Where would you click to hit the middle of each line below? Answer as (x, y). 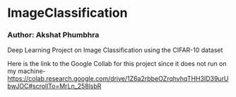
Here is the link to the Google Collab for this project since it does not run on (117, 64)
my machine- (26, 71)
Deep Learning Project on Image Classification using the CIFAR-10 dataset (115, 50)
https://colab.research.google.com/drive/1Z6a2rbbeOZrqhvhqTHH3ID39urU (118, 79)
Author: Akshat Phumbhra (53, 35)
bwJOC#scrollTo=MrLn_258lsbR (54, 86)
